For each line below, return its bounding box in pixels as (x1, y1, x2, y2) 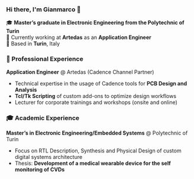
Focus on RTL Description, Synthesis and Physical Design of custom (14, 147, 182, 154)
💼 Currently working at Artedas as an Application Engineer (6, 34, 152, 41)
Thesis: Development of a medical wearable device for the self (14, 160, 172, 167)
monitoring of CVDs (14, 165, 65, 173)
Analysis (14, 86, 37, 93)
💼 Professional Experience (6, 55, 84, 63)
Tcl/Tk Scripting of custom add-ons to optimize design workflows (14, 92, 176, 99)
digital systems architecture (14, 153, 83, 160)
